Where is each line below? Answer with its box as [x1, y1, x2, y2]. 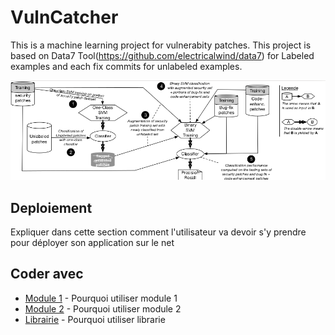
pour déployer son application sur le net [10, 236, 175, 248]
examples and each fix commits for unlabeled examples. [10, 60, 243, 72]
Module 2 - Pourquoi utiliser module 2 [24, 302, 182, 315]
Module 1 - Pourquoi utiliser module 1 [24, 292, 178, 304]
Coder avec [10, 266, 84, 283]
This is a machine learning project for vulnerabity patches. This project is [10, 39, 312, 51]
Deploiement [10, 199, 93, 216]
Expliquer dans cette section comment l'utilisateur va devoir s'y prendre [10, 226, 307, 238]
